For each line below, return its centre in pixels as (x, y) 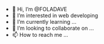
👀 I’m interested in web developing (55, 15)
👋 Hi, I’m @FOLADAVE (40, 9)
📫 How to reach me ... (40, 35)
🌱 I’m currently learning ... (44, 22)
